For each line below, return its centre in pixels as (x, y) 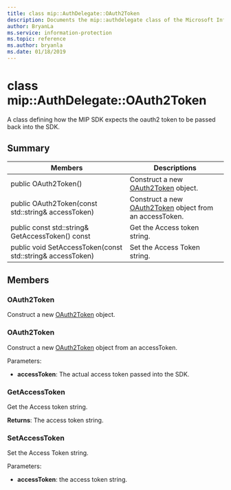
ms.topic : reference (37, 39)
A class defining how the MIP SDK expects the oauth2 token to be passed (111, 119)
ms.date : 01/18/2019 (37, 52)
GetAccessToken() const (51, 236)
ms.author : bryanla (35, 45)
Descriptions (175, 168)
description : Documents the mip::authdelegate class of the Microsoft (110, 20)
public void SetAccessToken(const (66, 247)
